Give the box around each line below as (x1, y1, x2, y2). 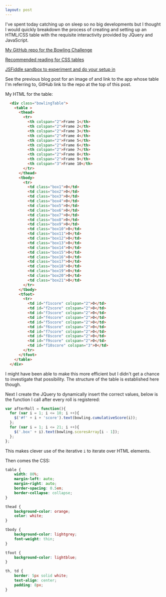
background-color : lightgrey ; (14, 532, 77, 537)
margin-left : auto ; (14, 477, 55, 482)
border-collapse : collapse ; (14, 490, 72, 495)
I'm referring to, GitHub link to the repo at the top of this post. (5, 81, 131, 87)
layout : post (5, 7, 32, 13)
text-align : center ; (14, 578, 57, 583)
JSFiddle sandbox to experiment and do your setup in (5, 66, 116, 72)
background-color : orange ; (14, 509, 70, 514)
